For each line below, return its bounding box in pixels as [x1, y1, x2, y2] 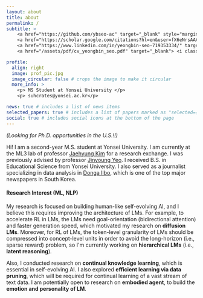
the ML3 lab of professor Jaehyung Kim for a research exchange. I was [6, 149, 183, 157]
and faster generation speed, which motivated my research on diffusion [6, 222, 186, 229]
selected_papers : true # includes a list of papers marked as [6, 109, 166, 115]
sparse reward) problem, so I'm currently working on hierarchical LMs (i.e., [6, 241, 195, 248]
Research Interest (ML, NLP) [6, 189, 79, 196]
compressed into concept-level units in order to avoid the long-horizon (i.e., [6, 235, 195, 242]
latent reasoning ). [6, 247, 53, 254]
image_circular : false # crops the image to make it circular [11, 76, 172, 82]
